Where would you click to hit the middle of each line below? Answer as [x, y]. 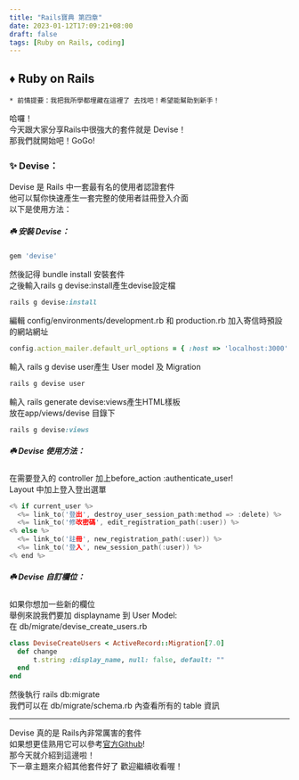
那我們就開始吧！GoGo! [52, 141]
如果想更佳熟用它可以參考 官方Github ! [77, 744]
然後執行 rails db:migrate [55, 694]
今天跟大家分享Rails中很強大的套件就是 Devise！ [98, 129]
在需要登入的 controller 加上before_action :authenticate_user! [121, 478]
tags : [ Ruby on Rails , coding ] [67, 42]
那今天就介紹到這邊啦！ [52, 755]
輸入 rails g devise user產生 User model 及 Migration [105, 366]
